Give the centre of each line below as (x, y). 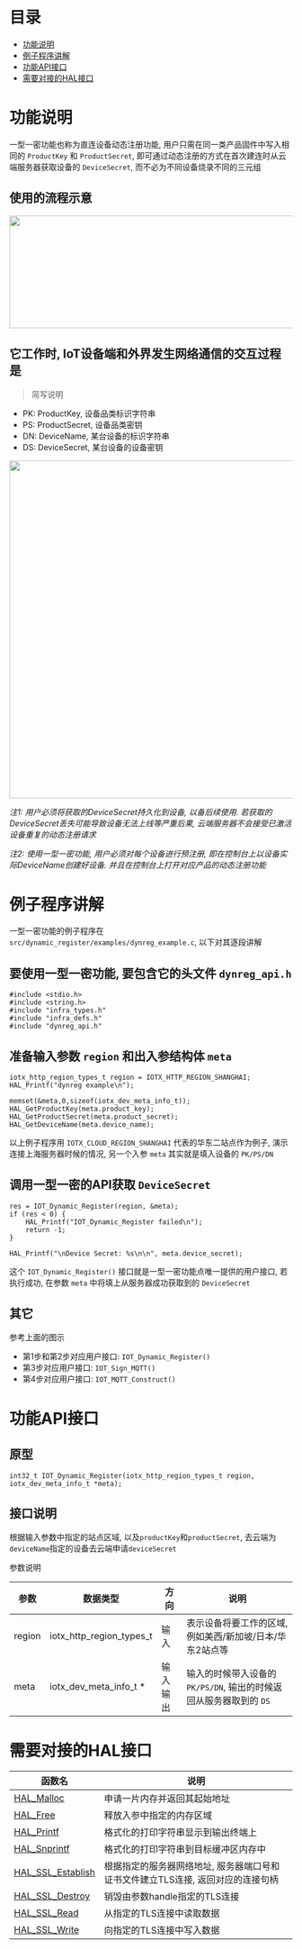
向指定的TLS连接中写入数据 (162, 1930)
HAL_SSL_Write (46, 1930)
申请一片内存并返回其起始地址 (167, 1799)
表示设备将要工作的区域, (237, 1623)
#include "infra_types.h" (58, 1011)
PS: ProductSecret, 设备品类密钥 (82, 424)
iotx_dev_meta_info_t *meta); (66, 1483)
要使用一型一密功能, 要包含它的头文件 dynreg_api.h (151, 973)
